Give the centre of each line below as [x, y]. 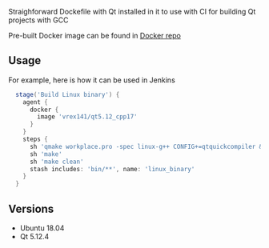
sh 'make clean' [56, 162]
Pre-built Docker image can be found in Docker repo [95, 36]
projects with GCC [38, 20]
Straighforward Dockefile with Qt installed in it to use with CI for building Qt [132, 12]
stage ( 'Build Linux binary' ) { [68, 94]
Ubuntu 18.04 [42, 228]
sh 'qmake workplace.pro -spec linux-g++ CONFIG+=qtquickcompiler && [148, 146]
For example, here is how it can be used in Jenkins [92, 80]
